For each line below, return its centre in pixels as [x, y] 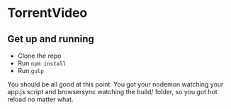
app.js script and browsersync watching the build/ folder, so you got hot [112, 92]
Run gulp [30, 71]
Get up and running [51, 39]
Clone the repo [39, 56]
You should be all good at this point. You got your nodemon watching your [115, 84]
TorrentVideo [47, 13]
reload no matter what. [40, 99]
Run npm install [42, 63]
